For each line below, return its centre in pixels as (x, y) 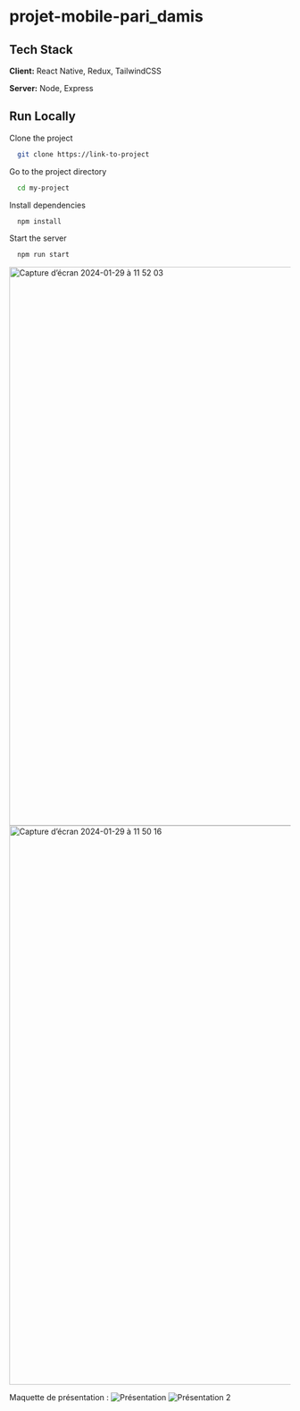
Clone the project (41, 138)
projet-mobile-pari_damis (106, 17)
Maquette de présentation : (59, 1398)
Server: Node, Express (51, 88)
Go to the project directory (58, 171)
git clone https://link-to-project (83, 154)
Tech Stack (41, 50)
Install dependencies (48, 205)
